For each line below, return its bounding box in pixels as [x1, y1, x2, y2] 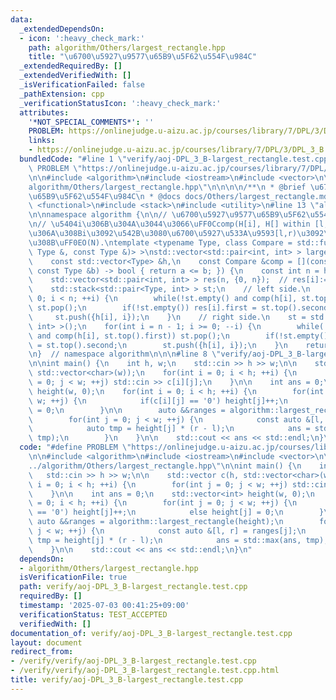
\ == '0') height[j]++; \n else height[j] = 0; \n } [28, 507, 325, 518]
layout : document [10, 637, 83, 648]
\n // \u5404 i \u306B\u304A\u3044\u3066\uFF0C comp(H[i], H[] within [28, 219, 311, 230]
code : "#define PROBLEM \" [19, 442, 132, 453]
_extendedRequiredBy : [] [19, 61, 123, 71]
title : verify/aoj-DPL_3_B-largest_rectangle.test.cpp [10, 675, 244, 685]
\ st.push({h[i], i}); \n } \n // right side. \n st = [28, 312, 307, 322]
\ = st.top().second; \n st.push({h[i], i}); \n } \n [28, 340, 288, 350]
